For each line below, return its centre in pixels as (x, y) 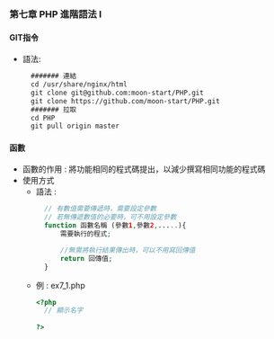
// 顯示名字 (63, 311)
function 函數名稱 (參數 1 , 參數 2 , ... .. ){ (115, 226)
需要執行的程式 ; (85, 234)
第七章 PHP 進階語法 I (56, 13)
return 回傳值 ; (86, 258)
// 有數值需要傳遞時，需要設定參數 (100, 209)
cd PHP (43, 118)
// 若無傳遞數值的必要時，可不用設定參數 (110, 218)
